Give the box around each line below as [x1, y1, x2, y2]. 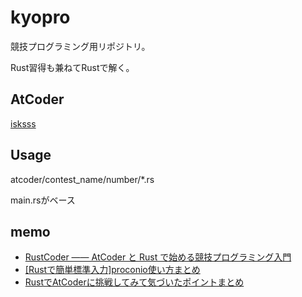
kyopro [10, 6, 71, 29]
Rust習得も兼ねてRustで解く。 [10, 61, 135, 73]
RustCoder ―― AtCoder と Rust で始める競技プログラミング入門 [24, 251, 292, 263]
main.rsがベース [10, 194, 76, 206]
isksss [10, 117, 37, 130]
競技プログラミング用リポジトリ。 [10, 40, 151, 52]
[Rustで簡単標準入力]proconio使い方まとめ [24, 264, 201, 276]
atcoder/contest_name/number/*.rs [10, 173, 155, 185]
